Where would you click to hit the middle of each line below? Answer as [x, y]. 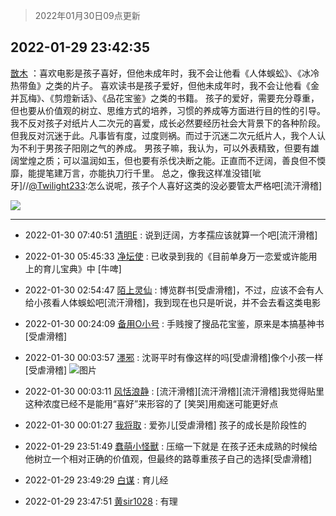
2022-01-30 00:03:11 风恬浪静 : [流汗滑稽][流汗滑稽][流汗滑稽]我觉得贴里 [174, 391]
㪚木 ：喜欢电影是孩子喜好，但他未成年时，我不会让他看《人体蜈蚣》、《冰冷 [165, 73]
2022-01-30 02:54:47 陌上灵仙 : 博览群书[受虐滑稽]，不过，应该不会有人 [174, 290]
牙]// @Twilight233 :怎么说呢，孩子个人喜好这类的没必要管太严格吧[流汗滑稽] [166, 185]
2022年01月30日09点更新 [87, 15]
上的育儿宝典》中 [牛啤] [73, 268]
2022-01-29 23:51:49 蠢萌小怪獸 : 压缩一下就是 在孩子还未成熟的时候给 [171, 446]
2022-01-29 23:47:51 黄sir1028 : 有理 [101, 501]
